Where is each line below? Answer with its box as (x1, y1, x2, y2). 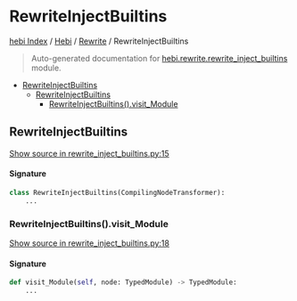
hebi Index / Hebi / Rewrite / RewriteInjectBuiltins (9, 36, 189, 46)
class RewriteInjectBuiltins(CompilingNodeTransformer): (9, 188, 226, 197)
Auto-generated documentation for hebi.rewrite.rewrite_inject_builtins (30, 53, 288, 63)
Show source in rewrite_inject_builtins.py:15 (9, 148, 169, 159)
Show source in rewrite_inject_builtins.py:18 (9, 238, 169, 248)
